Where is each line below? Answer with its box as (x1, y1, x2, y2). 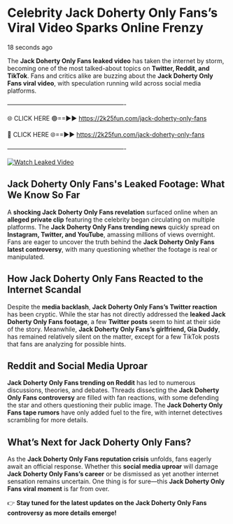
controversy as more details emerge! (7, 509, 117, 517)
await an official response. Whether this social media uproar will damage (7, 462, 218, 471)
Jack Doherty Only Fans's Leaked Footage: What (7, 178, 225, 190)
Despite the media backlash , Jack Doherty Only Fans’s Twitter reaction (7, 302, 218, 311)
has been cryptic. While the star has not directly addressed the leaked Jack (7, 310, 226, 318)
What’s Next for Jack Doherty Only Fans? (7, 436, 192, 448)
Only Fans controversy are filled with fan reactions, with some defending (7, 394, 219, 402)
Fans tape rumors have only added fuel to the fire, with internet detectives (7, 408, 223, 417)
